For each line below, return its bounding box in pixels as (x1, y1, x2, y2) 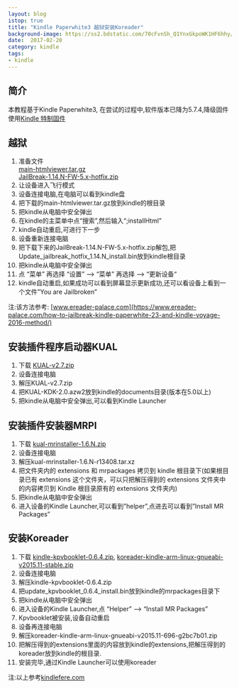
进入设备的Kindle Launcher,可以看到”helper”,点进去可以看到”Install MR (18, 502, 224, 510)
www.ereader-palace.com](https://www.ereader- (52, 303, 197, 312)
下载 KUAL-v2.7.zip (18, 361, 74, 370)
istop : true (8, 17, 43, 24)
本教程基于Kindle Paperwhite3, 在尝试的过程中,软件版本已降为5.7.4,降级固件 (8, 105, 229, 114)
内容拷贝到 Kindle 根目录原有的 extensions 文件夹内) (24, 485, 178, 492)
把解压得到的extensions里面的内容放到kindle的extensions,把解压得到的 (18, 640, 226, 648)
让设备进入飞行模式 (18, 181, 75, 189)
